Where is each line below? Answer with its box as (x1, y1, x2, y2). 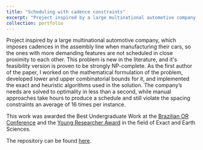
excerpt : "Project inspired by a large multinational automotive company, (6, 15, 199, 21)
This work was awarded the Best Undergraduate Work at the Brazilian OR (6, 112, 189, 120)
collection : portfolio (6, 20, 63, 26)
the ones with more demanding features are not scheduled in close (6, 50, 173, 57)
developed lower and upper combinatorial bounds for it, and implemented (6, 75, 190, 82)
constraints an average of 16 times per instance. (6, 101, 126, 108)
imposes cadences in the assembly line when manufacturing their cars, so (6, 43, 192, 50)
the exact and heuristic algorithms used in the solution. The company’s (6, 82, 182, 89)
